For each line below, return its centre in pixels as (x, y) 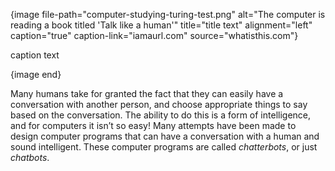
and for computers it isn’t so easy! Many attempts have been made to (153, 125)
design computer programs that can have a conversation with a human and (165, 136)
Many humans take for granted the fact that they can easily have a (147, 93)
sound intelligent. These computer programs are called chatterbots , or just (164, 147)
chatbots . (30, 157)
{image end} (36, 74)
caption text (35, 55)
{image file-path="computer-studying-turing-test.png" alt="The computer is (168, 14)
